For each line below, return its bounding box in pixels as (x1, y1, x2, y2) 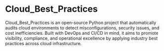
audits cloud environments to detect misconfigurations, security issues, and (5, 25, 160, 30)
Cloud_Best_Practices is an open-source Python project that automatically (5, 20, 157, 25)
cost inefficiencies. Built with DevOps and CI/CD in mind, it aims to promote (5, 30, 159, 36)
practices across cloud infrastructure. (5, 40, 82, 46)
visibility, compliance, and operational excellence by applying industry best (5, 35, 158, 41)
